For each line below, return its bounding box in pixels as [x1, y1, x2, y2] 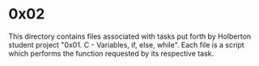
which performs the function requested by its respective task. [8, 48, 214, 58]
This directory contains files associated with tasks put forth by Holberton [8, 31, 252, 41]
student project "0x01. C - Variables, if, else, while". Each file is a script [8, 39, 244, 49]
